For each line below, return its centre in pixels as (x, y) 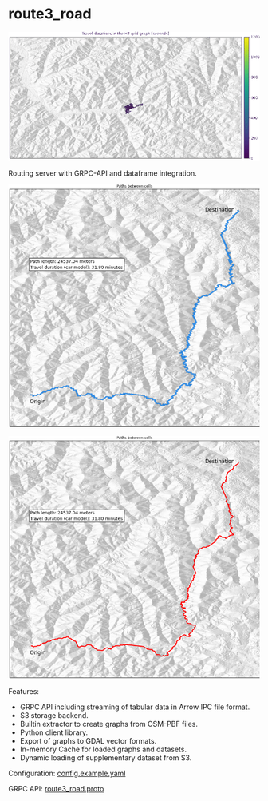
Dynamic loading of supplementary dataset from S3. (106, 758)
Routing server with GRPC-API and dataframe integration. (102, 173)
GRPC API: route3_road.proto (56, 789)
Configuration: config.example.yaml (67, 773)
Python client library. (54, 732)
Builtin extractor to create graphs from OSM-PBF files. (108, 724)
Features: (24, 692)
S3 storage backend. (54, 716)
